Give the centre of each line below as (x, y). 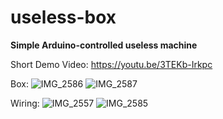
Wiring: (25, 103)
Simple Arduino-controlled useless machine (104, 45)
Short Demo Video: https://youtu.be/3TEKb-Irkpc (111, 64)
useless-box (63, 17)
